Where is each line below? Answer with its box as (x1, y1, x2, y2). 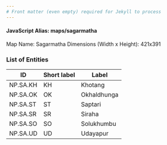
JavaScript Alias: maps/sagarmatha (6, 27, 97, 35)
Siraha (81, 110, 100, 118)
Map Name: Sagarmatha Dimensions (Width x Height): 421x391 (6, 40, 161, 48)
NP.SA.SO (9, 120, 38, 128)
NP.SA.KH (9, 81, 38, 90)
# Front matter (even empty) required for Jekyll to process (6, 8, 162, 15)
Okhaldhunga (81, 91, 119, 99)
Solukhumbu (81, 120, 116, 128)
